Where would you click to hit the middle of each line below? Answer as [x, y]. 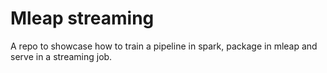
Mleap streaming [82, 18]
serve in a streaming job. [61, 56]
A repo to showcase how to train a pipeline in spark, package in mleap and [164, 46]
